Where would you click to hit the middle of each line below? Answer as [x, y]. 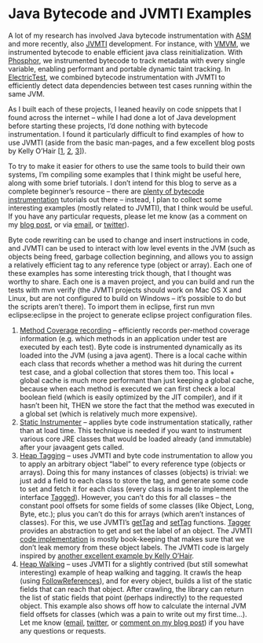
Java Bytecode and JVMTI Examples [130, 14]
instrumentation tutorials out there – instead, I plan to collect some [115, 199]
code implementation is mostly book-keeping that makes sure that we [132, 538]
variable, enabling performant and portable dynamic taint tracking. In [119, 68]
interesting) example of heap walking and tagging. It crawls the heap [130, 572]
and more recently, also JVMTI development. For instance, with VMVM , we [129, 43]
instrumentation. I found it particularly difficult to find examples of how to [126, 134]
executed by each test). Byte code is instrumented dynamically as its [131, 347]
